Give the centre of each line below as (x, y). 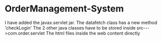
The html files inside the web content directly (93, 33)
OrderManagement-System (64, 9)
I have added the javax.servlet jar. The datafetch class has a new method (81, 22)
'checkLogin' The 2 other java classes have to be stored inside (70, 27)
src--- (143, 27)
